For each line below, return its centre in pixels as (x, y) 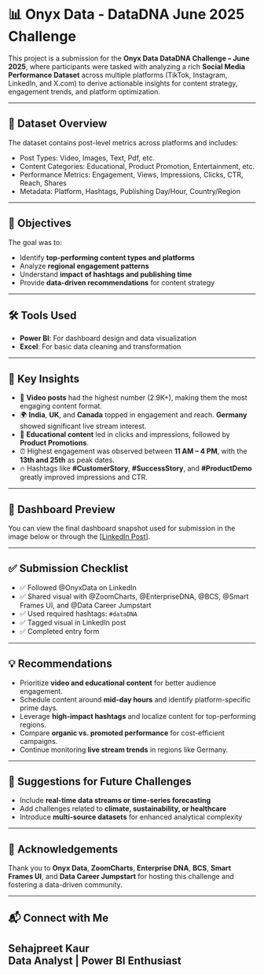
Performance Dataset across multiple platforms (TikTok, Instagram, (118, 75)
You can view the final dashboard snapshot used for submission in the (122, 528)
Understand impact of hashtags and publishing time (106, 274)
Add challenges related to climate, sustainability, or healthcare (123, 808)
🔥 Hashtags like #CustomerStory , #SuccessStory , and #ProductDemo (136, 468)
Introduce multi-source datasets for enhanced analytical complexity (131, 817)
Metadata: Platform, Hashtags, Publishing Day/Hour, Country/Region (130, 191)
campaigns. (38, 741)
